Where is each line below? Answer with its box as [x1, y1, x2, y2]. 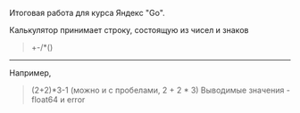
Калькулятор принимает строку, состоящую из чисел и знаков [9, 25, 249, 35]
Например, [9, 68, 52, 78]
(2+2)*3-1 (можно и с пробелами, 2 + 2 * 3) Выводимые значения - [30, 85, 290, 95]
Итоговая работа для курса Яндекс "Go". [9, 8, 165, 18]
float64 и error [30, 94, 86, 105]
